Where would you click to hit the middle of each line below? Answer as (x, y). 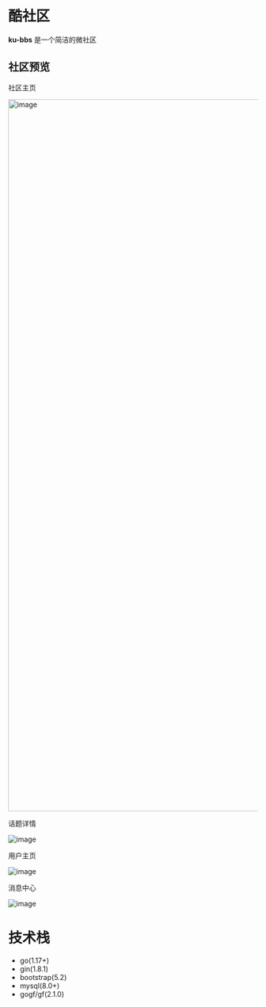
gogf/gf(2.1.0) (42, 994)
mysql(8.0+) (40, 986)
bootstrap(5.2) (43, 977)
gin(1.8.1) (34, 969)
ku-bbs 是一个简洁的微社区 (53, 40)
